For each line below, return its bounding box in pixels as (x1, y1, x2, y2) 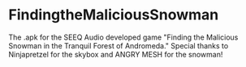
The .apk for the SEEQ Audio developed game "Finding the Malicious (8, 32, 239, 42)
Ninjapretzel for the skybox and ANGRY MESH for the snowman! (8, 49, 223, 59)
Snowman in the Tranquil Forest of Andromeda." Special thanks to (8, 40, 229, 50)
